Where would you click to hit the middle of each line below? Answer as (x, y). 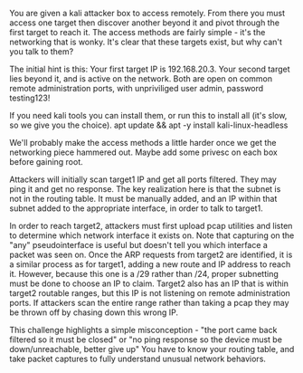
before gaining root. (46, 162)
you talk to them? (42, 52)
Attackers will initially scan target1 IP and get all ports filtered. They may (143, 179)
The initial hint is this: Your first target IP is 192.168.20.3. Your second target (150, 69)
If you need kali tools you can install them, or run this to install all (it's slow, (148, 115)
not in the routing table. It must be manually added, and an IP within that (143, 199)
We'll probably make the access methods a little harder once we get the (143, 143)
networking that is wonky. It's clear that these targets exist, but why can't (146, 42)
